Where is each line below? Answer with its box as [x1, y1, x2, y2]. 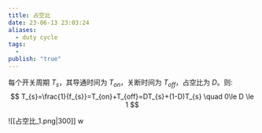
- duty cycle [15, 33, 58, 41]
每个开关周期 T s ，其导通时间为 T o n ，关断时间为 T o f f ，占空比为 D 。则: [8, 77, 234, 88]
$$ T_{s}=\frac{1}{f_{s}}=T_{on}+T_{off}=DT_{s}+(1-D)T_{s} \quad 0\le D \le [10, 92, 254, 101]
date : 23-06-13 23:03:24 [8, 19, 90, 27]
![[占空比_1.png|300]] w [8, 116, 84, 125]
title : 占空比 [8, 11, 51, 20]
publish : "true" [8, 56, 61, 63]
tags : [8, 41, 26, 49]
